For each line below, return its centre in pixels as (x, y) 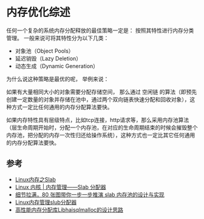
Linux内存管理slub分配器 (46, 202)
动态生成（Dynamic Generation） (57, 66)
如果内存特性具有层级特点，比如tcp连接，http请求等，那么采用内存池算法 (98, 120)
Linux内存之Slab (36, 179)
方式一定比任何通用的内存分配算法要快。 (62, 107)
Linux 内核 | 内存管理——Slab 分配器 (60, 187)
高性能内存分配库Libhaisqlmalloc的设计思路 (69, 209)
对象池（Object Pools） (44, 51)
